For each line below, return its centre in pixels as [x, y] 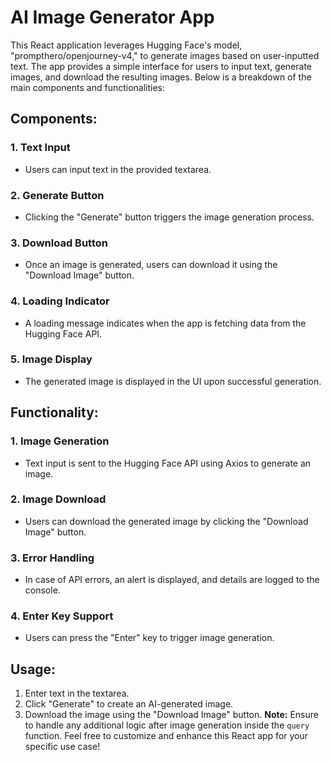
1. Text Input [40, 148]
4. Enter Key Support [62, 616]
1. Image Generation [60, 441]
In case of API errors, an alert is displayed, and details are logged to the [172, 580]
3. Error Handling [52, 558]
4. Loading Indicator [60, 301]
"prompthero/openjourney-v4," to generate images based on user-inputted [165, 55]
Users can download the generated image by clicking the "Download [166, 521]
